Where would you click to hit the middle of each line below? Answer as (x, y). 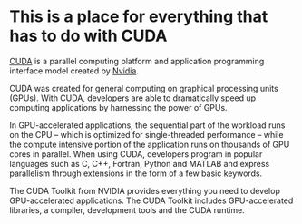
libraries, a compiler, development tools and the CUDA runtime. (127, 209)
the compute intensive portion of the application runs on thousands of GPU (150, 144)
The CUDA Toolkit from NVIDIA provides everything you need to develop (145, 190)
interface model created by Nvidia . (74, 71)
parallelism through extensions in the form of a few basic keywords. (136, 173)
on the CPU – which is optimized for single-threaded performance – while (146, 134)
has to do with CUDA (88, 36)
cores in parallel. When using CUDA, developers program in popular (136, 154)
